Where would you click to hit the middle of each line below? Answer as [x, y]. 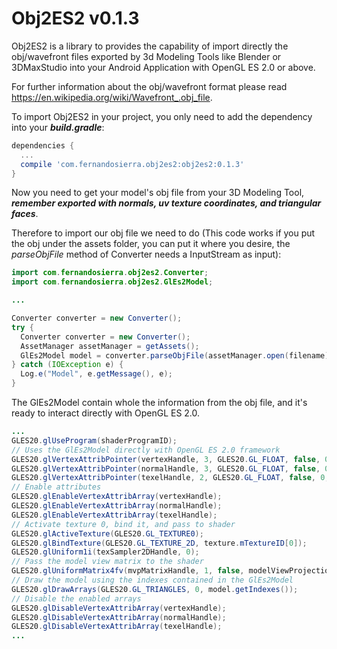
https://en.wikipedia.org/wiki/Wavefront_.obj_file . [112, 97]
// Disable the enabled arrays [76, 598]
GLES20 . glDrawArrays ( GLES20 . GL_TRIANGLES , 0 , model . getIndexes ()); [155, 589]
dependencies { [43, 145]
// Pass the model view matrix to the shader [107, 562]
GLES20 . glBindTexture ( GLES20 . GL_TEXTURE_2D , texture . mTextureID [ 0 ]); [159, 543]
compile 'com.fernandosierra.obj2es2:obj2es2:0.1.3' [132, 164]
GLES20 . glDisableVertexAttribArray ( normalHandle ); [119, 617]
